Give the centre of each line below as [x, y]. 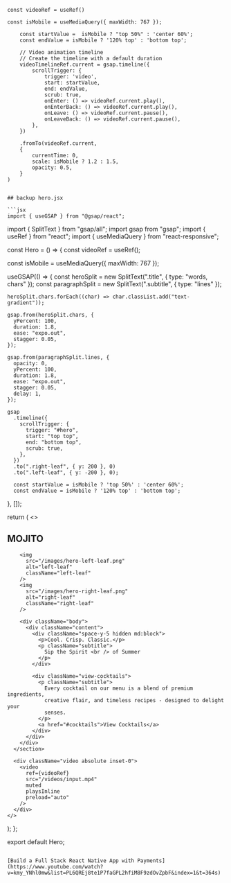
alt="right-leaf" [50, 597]
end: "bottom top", [53, 442]
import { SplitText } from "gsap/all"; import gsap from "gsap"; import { [107, 229]
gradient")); [26, 303]
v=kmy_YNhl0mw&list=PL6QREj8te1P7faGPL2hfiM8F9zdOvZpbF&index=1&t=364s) [114, 873]
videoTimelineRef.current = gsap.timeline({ [85, 64]
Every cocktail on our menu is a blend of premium [119, 688]
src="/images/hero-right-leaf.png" [77, 591]
